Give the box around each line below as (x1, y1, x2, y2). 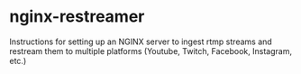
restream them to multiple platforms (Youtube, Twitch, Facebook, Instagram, (9, 45, 293, 56)
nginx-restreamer (9, 6, 145, 27)
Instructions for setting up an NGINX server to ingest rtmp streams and (9, 36, 272, 47)
